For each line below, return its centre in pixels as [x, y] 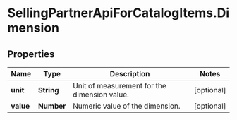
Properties [31, 54]
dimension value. [101, 95]
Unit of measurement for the [120, 86]
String [48, 90]
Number [52, 106]
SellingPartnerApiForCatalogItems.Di [119, 13]
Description [130, 74]
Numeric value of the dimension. [127, 106]
